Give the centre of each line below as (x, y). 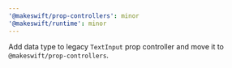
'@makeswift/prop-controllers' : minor (74, 16)
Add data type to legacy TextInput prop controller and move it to (116, 46)
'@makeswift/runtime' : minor (58, 23)
